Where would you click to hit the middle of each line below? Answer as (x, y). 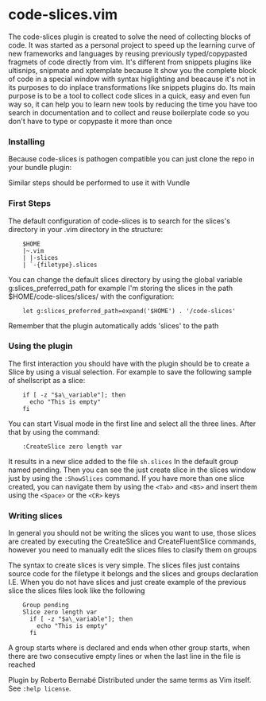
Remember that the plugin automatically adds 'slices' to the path (114, 325)
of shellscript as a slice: (47, 380)
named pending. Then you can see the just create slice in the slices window (132, 470)
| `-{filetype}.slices (60, 265)
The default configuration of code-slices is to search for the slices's (119, 221)
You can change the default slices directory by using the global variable (125, 279)
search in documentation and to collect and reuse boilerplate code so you (129, 112)
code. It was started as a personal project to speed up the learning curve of (132, 45)
